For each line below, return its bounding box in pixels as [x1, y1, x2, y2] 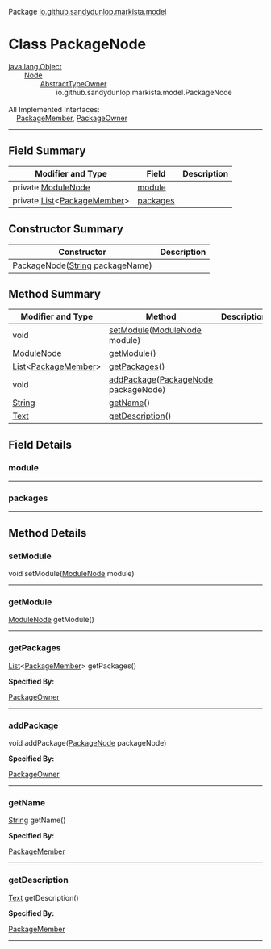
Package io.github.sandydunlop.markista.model [8, 7, 167, 16]
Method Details [8, 526, 87, 540]
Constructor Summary [8, 222, 123, 236]
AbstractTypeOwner [40, 78, 107, 88]
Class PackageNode [8, 36, 147, 53]
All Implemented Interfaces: [8, 104, 100, 114]
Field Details [8, 437, 73, 451]
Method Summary [8, 286, 101, 301]
